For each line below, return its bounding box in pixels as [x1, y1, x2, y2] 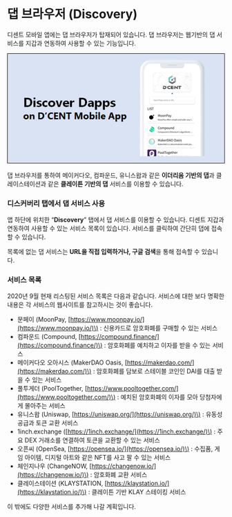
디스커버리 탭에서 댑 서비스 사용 [7, 198, 106, 208]
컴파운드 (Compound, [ [17, 333, 81, 341]
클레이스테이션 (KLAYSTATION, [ [17, 479, 107, 487]
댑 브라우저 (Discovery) [7, 6, 138, 22]
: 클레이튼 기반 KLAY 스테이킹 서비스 [88, 488, 186, 496]
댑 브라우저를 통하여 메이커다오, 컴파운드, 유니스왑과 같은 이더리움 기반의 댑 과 [7, 170, 215, 179]
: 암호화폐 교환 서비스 [90, 471, 148, 479]
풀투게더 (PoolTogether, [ [17, 384, 88, 393]
